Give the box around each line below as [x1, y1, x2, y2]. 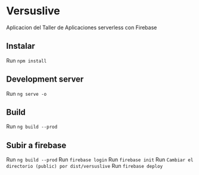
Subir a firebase [6, 140, 67, 150]
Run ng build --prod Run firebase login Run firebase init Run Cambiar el [6, 156, 194, 163]
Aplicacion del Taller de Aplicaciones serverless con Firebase [6, 24, 157, 31]
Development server [6, 74, 84, 85]
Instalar [6, 41, 36, 51]
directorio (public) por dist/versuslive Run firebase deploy [6, 162, 163, 170]
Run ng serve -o [6, 90, 47, 97]
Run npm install [6, 57, 47, 64]
